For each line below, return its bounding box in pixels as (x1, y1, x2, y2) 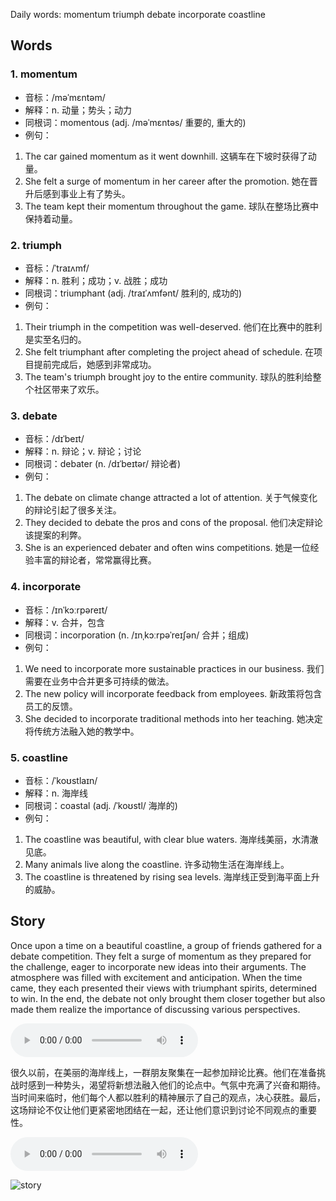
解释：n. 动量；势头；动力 (24, 104, 133, 116)
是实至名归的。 (24, 333, 87, 345)
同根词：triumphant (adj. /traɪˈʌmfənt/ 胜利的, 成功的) (24, 287, 243, 299)
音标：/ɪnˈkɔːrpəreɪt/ (24, 604, 108, 616)
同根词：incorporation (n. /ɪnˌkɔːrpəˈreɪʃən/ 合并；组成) (24, 629, 250, 641)
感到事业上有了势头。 (42, 187, 131, 199)
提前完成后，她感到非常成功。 (33, 358, 157, 370)
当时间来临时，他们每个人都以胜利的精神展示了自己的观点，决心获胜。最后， (10, 1091, 326, 1103)
